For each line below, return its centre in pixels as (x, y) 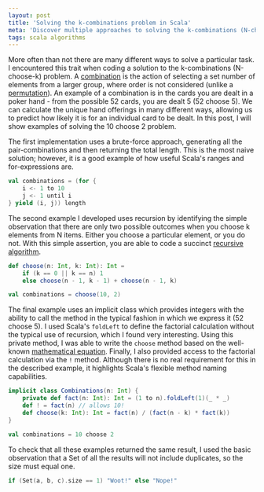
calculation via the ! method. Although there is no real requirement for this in (132, 360)
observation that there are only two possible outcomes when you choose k (129, 226)
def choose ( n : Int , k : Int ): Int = (66, 266)
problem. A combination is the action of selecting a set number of (149, 76)
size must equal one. (42, 466)
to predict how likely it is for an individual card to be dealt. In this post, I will (130, 118)
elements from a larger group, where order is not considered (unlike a (121, 85)
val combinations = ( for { (52, 182)
